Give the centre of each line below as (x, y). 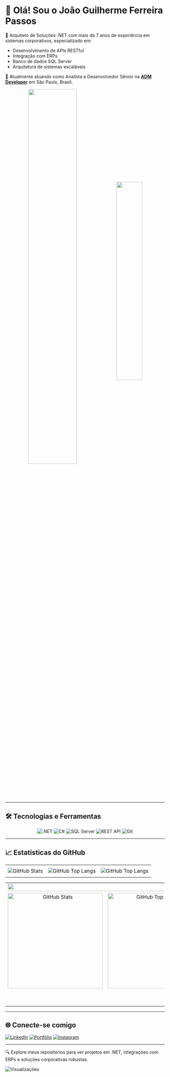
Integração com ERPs (35, 56)
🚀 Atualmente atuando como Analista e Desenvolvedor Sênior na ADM (78, 76)
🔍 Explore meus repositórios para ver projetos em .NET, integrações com (82, 1052)
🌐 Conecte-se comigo (41, 1025)
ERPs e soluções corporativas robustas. (47, 1060)
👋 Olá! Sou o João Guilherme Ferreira (84, 10)
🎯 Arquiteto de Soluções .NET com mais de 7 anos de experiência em (78, 35)
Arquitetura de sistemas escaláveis (49, 67)
